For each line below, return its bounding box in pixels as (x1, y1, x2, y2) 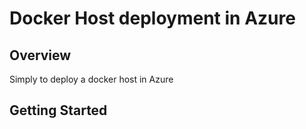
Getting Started (9, 102, 108, 119)
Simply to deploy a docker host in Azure (9, 73, 174, 85)
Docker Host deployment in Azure (9, 7, 296, 30)
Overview (9, 47, 72, 64)
